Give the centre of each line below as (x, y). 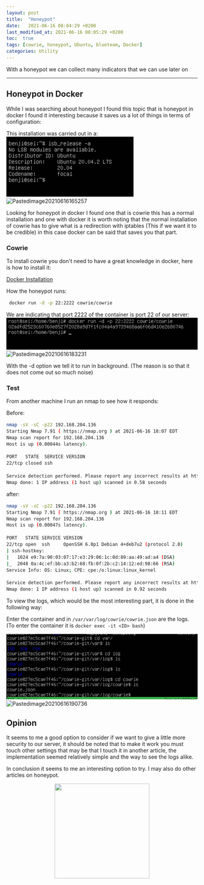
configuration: (24, 121)
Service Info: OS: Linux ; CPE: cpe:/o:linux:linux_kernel (81, 570)
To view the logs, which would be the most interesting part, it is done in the (100, 601)
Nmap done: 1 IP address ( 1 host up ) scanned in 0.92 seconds (87, 589)
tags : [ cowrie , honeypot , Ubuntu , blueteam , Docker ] (74, 45)
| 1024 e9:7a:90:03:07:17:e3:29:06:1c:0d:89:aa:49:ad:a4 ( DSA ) (90, 557)
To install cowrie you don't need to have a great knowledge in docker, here (100, 261)
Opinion (22, 723)
